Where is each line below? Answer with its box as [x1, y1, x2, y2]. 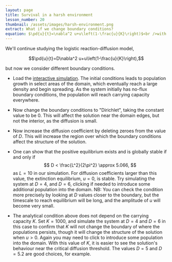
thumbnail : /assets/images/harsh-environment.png [5, 22, 114, 27]
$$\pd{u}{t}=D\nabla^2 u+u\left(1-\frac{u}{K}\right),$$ [28, 55, 144, 62]
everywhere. [12, 97, 40, 103]
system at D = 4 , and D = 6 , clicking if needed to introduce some [12, 181, 150, 187]
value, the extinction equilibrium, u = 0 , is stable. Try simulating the [12, 175, 155, 182]
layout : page [5, 7, 33, 13]
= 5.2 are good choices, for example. [12, 251, 91, 257]
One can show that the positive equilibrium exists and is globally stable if [12, 149, 167, 154]
